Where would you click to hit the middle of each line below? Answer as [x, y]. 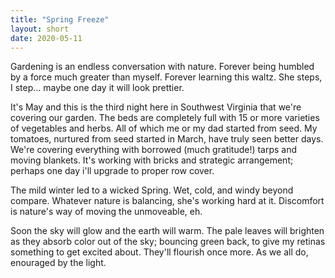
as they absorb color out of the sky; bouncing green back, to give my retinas [168, 242]
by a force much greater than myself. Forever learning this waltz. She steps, [166, 77]
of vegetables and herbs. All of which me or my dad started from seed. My [164, 128]
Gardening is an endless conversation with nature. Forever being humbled [162, 67]
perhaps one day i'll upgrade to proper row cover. [112, 171]
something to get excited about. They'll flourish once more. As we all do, [159, 252]
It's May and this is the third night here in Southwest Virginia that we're [156, 107]
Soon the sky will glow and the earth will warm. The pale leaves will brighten [167, 231]
